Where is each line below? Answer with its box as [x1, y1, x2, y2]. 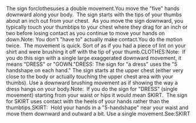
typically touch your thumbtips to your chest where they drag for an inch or [6, 23, 188, 30]
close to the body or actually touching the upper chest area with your [6, 73, 174, 80]
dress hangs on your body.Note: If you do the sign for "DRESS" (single [6, 86, 178, 92]
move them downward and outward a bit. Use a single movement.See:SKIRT [6, 110, 191, 117]
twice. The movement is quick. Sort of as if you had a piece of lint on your [6, 42, 186, 49]
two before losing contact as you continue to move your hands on [6, 30, 165, 37]
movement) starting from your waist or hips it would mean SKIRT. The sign [6, 92, 188, 99]
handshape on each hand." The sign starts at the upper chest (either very [6, 67, 184, 73]
